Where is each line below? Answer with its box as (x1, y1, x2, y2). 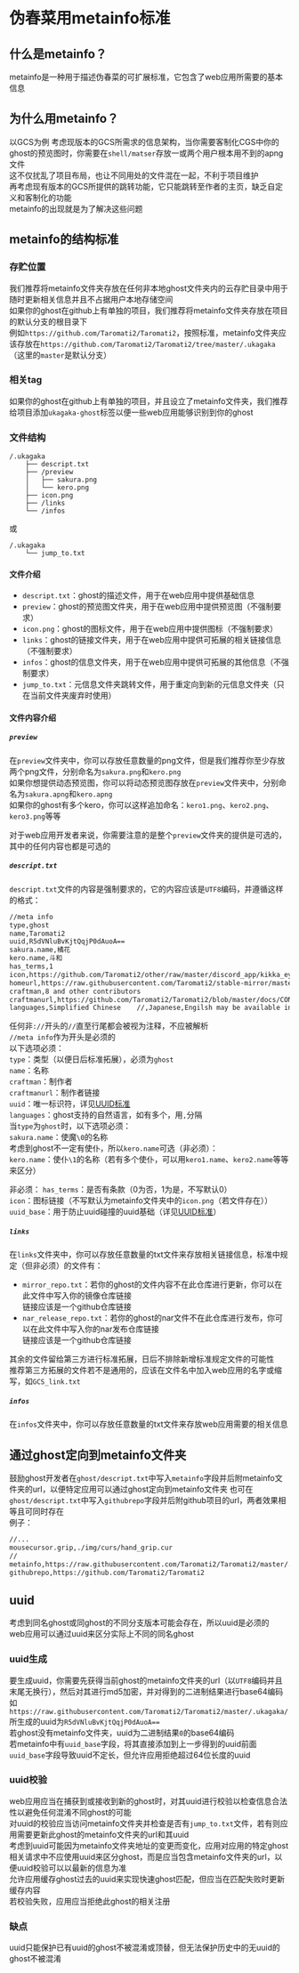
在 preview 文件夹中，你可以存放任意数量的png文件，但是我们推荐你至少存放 (9, 755, 286, 765)
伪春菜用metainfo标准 (9, 8, 171, 28)
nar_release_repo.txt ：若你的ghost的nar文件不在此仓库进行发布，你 (21, 1313, 276, 1323)
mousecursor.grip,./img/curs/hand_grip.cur (9, 1543, 174, 1552)
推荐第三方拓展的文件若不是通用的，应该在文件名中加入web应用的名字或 (9, 1365, 274, 1376)
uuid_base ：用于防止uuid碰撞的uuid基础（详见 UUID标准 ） (9, 1207, 222, 1217)
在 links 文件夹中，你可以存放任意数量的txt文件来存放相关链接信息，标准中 (9, 1249, 280, 1260)
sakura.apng (25, 789, 69, 799)
